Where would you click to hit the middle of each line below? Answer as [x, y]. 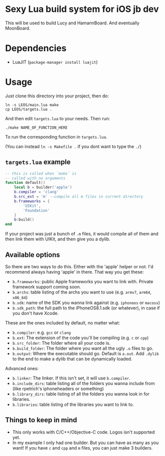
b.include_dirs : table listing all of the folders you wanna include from [83, 383]
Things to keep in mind [41, 420]
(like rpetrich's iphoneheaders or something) [58, 388]
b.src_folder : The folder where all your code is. [61, 343]
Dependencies [36, 48]
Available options [33, 255]
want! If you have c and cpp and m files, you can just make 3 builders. [82, 448]
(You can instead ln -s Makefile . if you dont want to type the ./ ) [73, 146]
